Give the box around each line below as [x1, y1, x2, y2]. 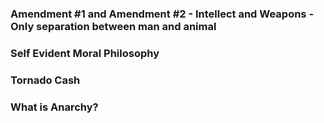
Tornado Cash [10, 73, 81, 87]
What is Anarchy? [10, 100, 99, 114]
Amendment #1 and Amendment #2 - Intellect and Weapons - [10, 7, 315, 21]
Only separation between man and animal [10, 19, 217, 33]
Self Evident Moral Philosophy [10, 46, 160, 60]
